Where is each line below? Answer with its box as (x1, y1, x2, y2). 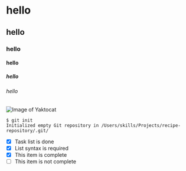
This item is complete (14, 151, 67, 158)
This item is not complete (14, 157, 77, 165)
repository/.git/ (6, 127, 49, 133)
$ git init (6, 117, 33, 123)
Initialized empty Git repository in (6, 122, 99, 129)
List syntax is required (14, 144, 69, 152)
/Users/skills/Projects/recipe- (101, 122, 181, 129)
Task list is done (14, 138, 54, 145)
